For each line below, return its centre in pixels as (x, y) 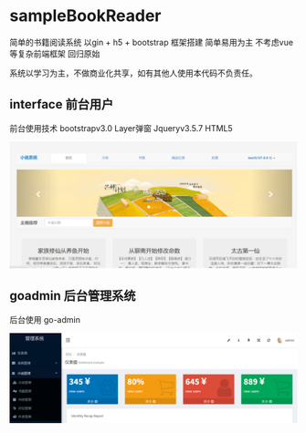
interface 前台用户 (62, 104)
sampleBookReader (85, 16)
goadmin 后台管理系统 (73, 296)
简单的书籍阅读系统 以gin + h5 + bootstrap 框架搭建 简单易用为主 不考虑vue (152, 42)
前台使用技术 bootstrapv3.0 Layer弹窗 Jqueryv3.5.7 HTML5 (121, 128)
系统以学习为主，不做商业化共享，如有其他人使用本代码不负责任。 (133, 73)
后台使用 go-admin (45, 319)
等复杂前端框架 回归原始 (55, 53)
